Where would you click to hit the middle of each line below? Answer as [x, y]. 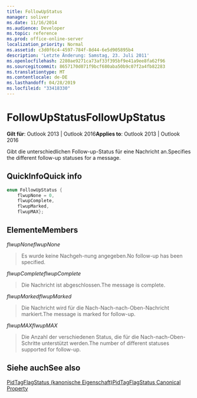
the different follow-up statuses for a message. [64, 157]
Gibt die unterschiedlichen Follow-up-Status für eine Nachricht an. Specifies [99, 152]
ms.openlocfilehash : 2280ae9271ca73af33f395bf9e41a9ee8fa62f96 [86, 61]
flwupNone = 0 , [36, 195]
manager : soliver [28, 17]
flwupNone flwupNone [34, 244]
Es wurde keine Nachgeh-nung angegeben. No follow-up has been [102, 256]
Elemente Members [42, 230]
